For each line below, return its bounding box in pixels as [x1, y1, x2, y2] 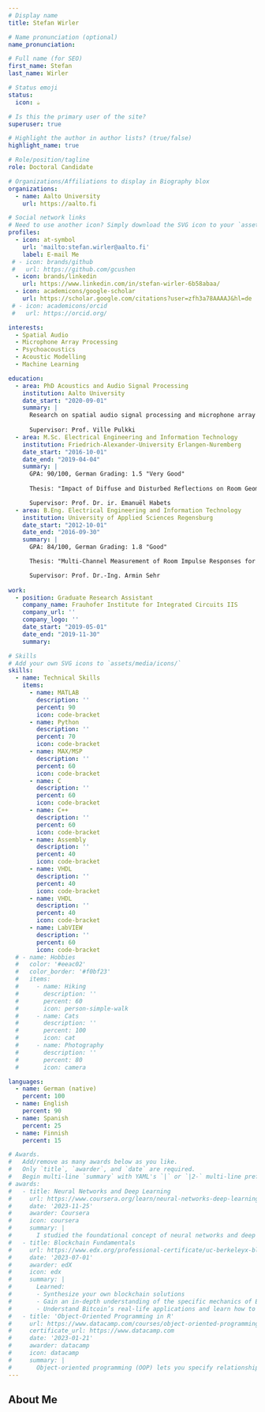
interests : [8, 323, 44, 332]
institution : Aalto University [22, 389, 125, 397]
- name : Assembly [28, 835, 87, 844]
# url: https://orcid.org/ [11, 309, 108, 317]
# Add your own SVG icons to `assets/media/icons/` [8, 659, 181, 668]
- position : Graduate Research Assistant [15, 593, 154, 601]
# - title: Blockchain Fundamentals [8, 1238, 136, 1247]
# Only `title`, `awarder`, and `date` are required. [8, 1165, 196, 1173]
